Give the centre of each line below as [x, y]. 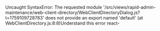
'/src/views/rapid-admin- [130, 7]
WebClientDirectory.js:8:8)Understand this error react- [62, 23]
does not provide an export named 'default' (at [94, 18]
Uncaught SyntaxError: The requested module [54, 7]
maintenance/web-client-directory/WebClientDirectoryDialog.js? [73, 12]
